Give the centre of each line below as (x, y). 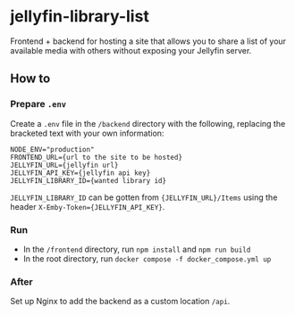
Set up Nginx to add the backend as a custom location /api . (120, 302)
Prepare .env (38, 104)
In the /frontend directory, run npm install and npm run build (137, 249)
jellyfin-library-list (80, 17)
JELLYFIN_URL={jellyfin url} (64, 165)
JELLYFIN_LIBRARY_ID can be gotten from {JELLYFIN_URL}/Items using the (144, 197)
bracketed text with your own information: (87, 133)
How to (30, 79)
